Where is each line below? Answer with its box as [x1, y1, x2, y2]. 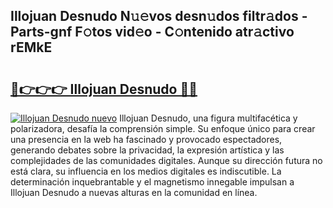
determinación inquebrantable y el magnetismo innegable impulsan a [10, 176, 295, 188]
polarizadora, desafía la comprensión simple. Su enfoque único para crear [10, 123, 316, 134]
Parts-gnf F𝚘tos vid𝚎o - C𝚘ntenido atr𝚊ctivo [10, 24, 295, 41]
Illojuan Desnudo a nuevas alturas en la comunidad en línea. [10, 187, 258, 198]
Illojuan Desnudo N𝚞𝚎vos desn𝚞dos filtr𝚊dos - [10, 8, 308, 25]
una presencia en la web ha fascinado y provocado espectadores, [10, 134, 283, 145]
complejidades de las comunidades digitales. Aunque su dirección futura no [10, 155, 323, 166]
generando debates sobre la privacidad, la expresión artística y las [10, 144, 285, 156]
